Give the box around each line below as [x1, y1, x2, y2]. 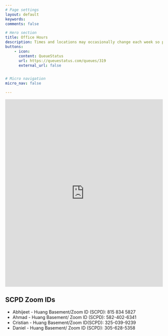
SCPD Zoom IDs [5, 295, 55, 304]
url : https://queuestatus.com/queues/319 [18, 58, 106, 63]
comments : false [5, 21, 39, 26]
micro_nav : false [5, 81, 41, 86]
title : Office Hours [5, 35, 48, 40]
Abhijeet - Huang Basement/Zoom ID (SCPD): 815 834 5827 [12, 308, 136, 315]
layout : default [5, 12, 39, 17]
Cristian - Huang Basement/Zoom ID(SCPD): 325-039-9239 [12, 319, 136, 325]
